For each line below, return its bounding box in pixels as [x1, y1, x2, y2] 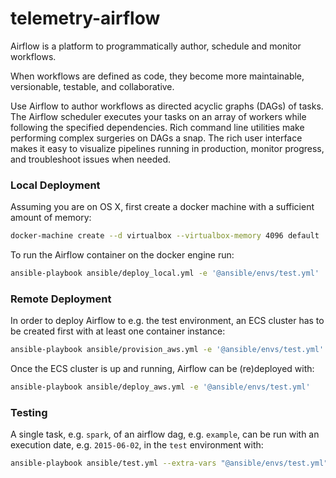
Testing [10, 405, 48, 419]
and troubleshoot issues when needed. [10, 153, 172, 165]
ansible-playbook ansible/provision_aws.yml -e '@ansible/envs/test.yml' [10, 345, 325, 355]
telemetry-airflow [10, 7, 161, 30]
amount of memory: [10, 212, 92, 224]
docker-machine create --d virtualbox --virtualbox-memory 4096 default [10, 231, 320, 241]
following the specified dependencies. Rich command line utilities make [10, 121, 305, 133]
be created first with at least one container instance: [10, 325, 226, 337]
